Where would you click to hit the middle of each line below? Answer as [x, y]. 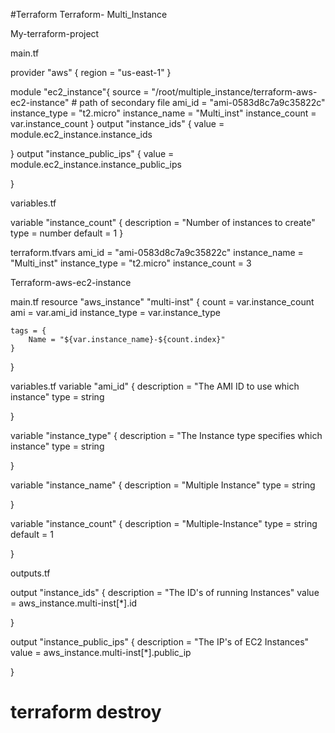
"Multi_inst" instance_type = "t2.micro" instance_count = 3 [131, 263]
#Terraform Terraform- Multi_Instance [89, 14]
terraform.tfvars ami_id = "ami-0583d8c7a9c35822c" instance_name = [157, 252]
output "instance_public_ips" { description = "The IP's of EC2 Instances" [160, 642]
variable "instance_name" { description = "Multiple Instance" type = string [163, 485]
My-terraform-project [55, 33]
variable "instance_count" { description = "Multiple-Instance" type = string [164, 523]
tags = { [28, 331]
